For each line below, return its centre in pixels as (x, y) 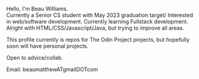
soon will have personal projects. (48, 46)
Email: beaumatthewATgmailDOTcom (52, 69)
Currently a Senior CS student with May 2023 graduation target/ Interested (99, 15)
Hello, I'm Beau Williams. (37, 9)
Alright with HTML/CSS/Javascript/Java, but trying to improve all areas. (95, 28)
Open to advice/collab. (35, 58)
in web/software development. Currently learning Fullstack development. (97, 21)
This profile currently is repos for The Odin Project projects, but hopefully (98, 39)
